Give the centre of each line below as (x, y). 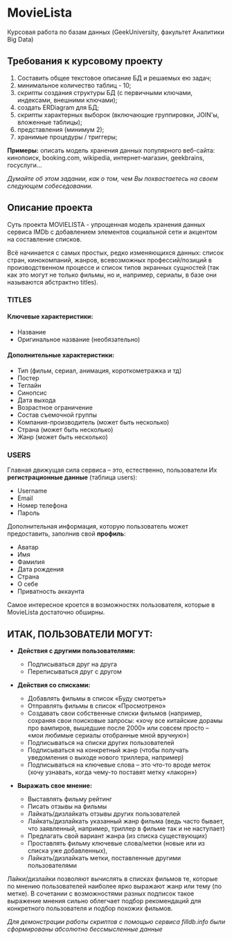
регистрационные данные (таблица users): (72, 477)
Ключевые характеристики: (50, 316)
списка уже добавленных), (68, 851)
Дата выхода (36, 400)
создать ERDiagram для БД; (58, 107)
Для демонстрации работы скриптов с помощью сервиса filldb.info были (116, 922)
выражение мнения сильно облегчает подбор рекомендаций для (104, 901)
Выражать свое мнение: (54, 786)
